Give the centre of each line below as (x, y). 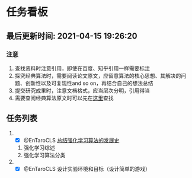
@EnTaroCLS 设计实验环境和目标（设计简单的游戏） (87, 169)
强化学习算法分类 (44, 155)
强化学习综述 (39, 147)
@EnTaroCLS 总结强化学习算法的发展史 (71, 140)
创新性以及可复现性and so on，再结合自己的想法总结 (89, 83)
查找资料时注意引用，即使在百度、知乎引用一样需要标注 (82, 68)
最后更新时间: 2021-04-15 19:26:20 (72, 36)
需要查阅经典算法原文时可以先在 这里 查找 (64, 98)
